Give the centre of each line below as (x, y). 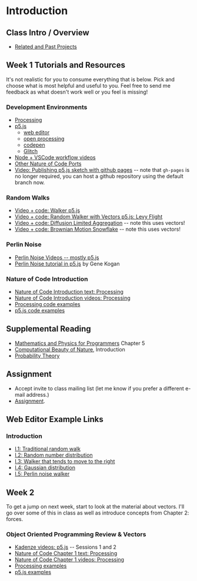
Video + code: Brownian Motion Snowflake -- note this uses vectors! (98, 229)
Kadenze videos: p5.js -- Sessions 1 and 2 (65, 547)
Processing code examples (47, 304)
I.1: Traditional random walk (48, 449)
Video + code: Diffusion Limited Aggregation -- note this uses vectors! (100, 223)
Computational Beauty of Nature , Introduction (70, 349)
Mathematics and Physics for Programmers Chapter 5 (80, 343)
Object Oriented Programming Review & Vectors (76, 534)
